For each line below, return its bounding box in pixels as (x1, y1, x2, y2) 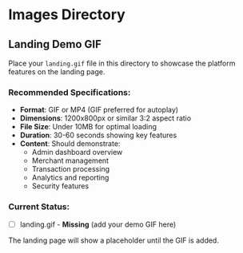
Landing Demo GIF (8, 38, 102, 51)
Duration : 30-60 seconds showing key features (19, 130, 177, 140)
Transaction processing (31, 164, 110, 174)
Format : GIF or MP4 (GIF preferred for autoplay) (19, 105, 178, 115)
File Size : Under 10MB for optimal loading (19, 122, 157, 132)
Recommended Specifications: (8, 86, 131, 97)
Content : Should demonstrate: (19, 139, 121, 148)
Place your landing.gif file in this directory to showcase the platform (8, 58, 236, 68)
